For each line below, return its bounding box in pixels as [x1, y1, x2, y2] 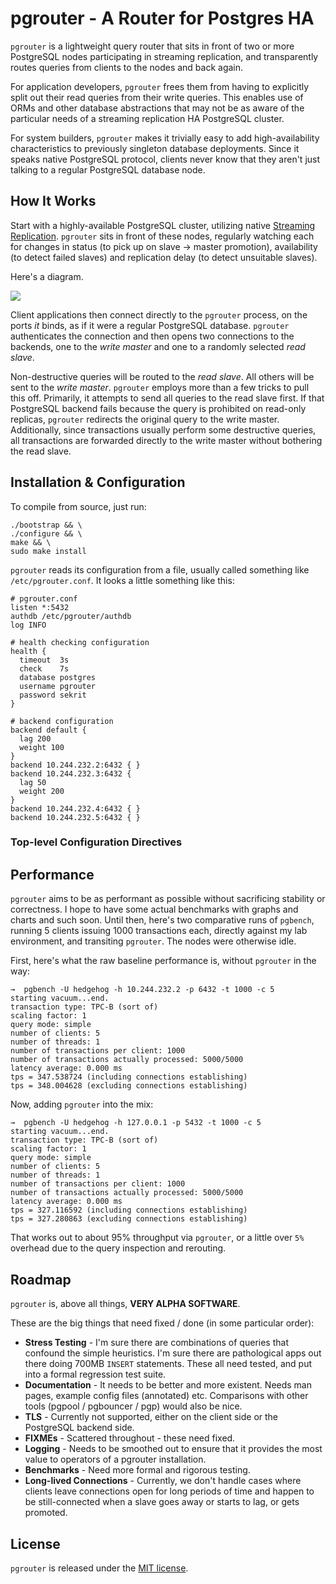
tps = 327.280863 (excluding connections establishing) [10, 1214, 248, 1224]
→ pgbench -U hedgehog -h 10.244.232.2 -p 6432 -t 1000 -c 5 [10, 985, 275, 995]
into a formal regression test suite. [24, 1368, 167, 1381]
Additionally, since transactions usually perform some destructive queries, [10, 423, 317, 436]
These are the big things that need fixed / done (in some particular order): [10, 1317, 315, 1329]
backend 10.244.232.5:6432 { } [10, 812, 141, 822]
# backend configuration [10, 716, 114, 726]
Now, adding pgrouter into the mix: [10, 1098, 154, 1111]
